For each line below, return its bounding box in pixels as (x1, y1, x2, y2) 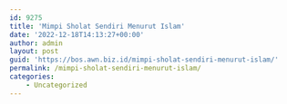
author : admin (9, 38, 64, 48)
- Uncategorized (26, 80, 88, 90)
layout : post (9, 47, 59, 56)
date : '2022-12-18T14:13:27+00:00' (9, 30, 145, 39)
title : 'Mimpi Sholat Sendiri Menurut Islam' (9, 22, 185, 31)
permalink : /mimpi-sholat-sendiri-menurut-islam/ (9, 64, 202, 73)
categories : (9, 72, 55, 81)
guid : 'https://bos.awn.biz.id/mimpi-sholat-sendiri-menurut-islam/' (9, 55, 280, 64)
